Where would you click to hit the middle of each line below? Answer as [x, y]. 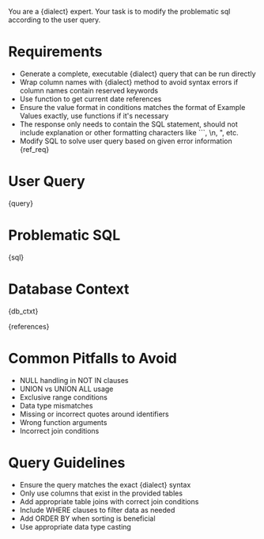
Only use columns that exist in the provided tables [101, 493]
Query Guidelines [67, 463]
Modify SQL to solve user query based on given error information [126, 141]
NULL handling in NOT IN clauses [74, 380]
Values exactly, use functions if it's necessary [94, 116]
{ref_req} [34, 149]
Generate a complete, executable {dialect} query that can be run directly [138, 74]
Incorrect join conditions [59, 431]
